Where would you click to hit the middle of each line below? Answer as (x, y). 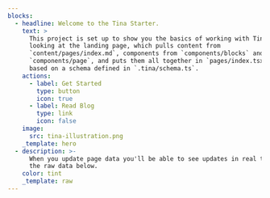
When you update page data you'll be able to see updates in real (143, 158)
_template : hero (50, 143)
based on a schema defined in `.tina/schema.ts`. (114, 69)
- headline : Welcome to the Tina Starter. (87, 23)
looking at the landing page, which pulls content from (125, 46)
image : (33, 128)
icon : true (55, 99)
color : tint (42, 174)
